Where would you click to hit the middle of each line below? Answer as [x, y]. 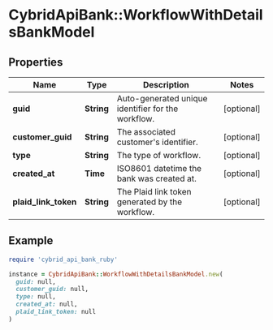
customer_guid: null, [52, 289]
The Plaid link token [154, 192]
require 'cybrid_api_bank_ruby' [63, 259]
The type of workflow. [159, 155]
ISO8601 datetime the [159, 168]
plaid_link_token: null [56, 312]
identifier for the [147, 109]
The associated [146, 132]
